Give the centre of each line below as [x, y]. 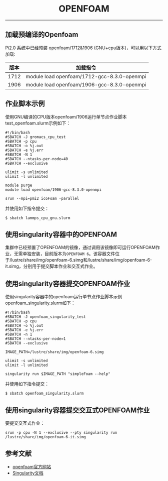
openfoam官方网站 [32, 466]
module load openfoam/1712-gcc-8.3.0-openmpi [86, 76]
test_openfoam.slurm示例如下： [38, 123]
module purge [19, 185]
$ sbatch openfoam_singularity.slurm [44, 394]
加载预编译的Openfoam [42, 35]
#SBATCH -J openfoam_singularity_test [45, 317]
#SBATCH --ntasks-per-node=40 [37, 159]
